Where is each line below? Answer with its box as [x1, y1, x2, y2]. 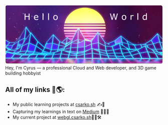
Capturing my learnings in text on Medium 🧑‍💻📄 [12, 108, 109, 114]
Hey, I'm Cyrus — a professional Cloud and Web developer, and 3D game [5, 65, 156, 71]
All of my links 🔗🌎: [5, 85, 65, 94]
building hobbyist [5, 70, 41, 76]
